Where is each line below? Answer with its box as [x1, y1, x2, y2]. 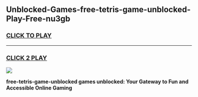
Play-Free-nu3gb [6, 14, 71, 24]
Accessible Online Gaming [6, 84, 72, 91]
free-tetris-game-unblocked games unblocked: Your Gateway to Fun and [6, 78, 189, 85]
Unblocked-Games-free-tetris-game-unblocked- [6, 5, 191, 15]
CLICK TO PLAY [6, 32, 52, 40]
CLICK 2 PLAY [6, 53, 47, 62]
